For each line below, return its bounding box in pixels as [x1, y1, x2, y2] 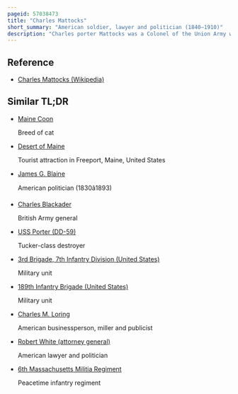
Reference [7, 56, 55, 68]
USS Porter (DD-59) [17, 227, 76, 236]
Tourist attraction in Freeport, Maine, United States [17, 155, 166, 164]
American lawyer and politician [17, 351, 108, 359]
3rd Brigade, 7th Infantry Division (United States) [17, 254, 160, 263]
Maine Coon [17, 114, 54, 123]
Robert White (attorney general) [17, 337, 111, 346]
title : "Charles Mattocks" [7, 17, 87, 24]
